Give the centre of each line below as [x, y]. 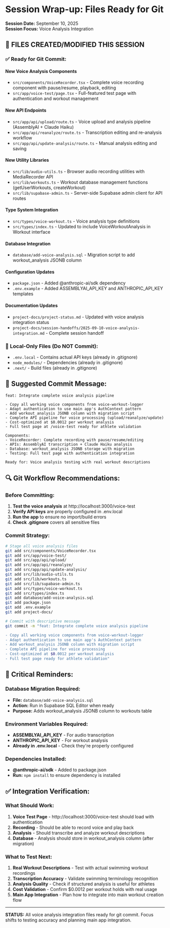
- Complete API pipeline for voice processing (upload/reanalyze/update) [85, 418]
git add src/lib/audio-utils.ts [39, 575]
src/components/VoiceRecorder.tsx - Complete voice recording [78, 83]
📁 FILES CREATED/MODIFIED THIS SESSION [75, 45]
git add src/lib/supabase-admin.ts [43, 584]
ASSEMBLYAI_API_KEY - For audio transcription [63, 735]
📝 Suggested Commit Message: [56, 384]
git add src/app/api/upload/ [36, 560]
